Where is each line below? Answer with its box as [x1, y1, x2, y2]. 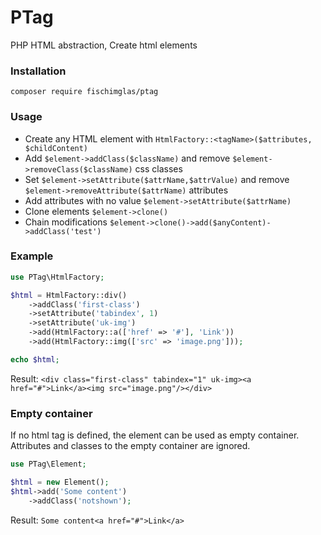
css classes [134, 162, 183, 175]
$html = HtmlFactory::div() [10, 290, 128, 300]
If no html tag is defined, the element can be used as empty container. [10, 429, 300, 441]
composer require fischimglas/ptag [10, 87, 159, 97]
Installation [10, 64, 67, 78]
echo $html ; [10, 354, 60, 365]
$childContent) [24, 143, 89, 153]
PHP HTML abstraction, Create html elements [10, 39, 198, 51]
